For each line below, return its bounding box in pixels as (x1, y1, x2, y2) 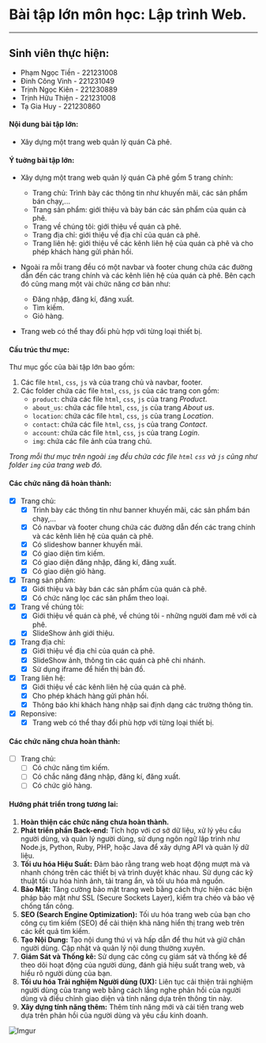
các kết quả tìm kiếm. (20, 926, 91, 935)
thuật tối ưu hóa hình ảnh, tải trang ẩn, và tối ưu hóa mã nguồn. (20, 876, 226, 886)
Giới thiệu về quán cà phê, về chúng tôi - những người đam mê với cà (32, 611, 257, 620)
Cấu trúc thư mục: (9, 344, 70, 354)
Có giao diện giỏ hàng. (32, 566, 106, 575)
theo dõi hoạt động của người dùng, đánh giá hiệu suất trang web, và (20, 960, 245, 969)
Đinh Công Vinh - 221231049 (20, 76, 115, 85)
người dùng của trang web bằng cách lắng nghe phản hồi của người (20, 985, 242, 995)
